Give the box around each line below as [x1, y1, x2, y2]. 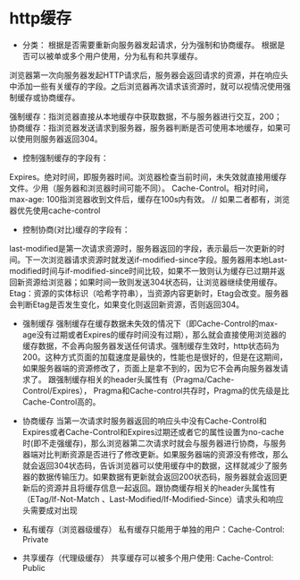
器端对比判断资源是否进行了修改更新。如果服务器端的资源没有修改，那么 [21, 448, 288, 459]
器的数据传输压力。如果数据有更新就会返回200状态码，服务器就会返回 [21, 471, 279, 482]
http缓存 [9, 8, 72, 29]
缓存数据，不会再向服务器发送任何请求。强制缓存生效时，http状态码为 [21, 340, 279, 351]
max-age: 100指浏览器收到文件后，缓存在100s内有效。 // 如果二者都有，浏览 [9, 193, 290, 204]
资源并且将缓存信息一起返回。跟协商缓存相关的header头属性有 [46, 482, 276, 493]
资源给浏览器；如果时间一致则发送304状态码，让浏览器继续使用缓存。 [24, 277, 283, 287]
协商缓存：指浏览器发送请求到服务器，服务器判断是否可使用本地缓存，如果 [9, 122, 283, 132]
